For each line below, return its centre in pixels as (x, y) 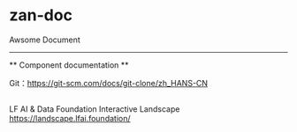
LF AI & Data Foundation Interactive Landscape (95, 109)
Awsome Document (45, 40)
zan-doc (41, 15)
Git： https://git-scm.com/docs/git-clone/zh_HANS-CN (109, 83)
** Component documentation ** (69, 65)
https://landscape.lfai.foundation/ (70, 119)
